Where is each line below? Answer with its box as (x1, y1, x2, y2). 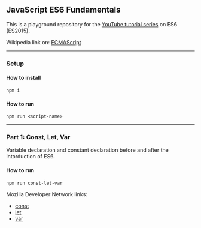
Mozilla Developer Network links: (6, 190, 88, 197)
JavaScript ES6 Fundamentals (6, 5, 121, 15)
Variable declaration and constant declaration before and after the (6, 146, 169, 154)
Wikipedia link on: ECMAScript (6, 38, 81, 46)
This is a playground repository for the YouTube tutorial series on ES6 (6, 20, 178, 28)
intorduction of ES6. (6, 153, 56, 160)
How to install (6, 74, 41, 82)
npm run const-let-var (6, 180, 63, 186)
